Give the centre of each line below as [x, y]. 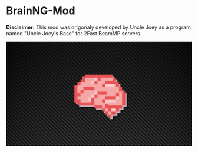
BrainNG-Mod [41, 11]
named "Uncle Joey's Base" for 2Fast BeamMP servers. [74, 33]
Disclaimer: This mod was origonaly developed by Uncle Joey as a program [99, 27]
